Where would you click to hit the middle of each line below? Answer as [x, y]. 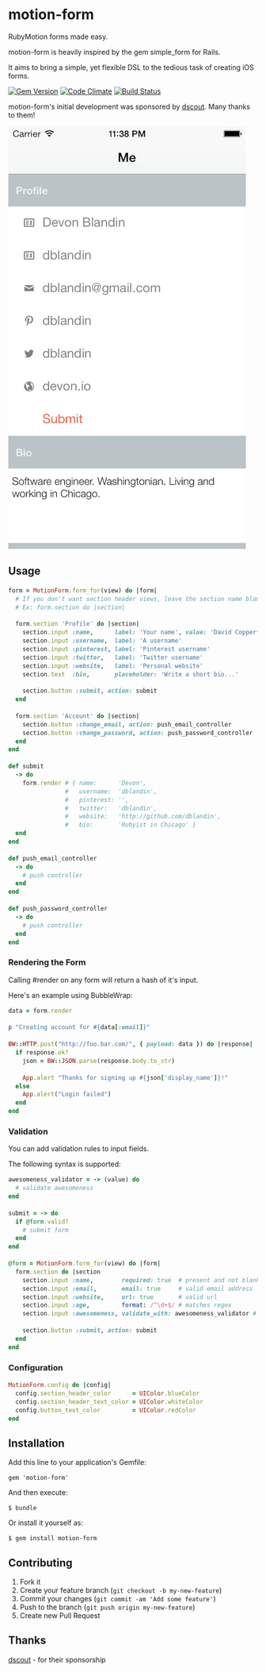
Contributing [40, 1563]
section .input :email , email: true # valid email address [138, 1289]
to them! [22, 115]
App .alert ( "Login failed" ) [67, 1094]
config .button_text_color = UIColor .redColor [106, 1410]
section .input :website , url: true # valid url [120, 1297]
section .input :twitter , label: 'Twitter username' [113, 657]
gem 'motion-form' [38, 1478]
